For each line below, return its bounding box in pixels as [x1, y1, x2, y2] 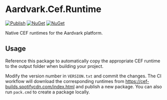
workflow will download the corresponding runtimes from [5, 78, 125, 84]
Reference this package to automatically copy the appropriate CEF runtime [5, 58, 160, 64]
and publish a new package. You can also [75, 83, 162, 89]
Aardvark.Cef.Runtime [5, 4, 102, 15]
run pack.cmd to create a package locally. [5, 89, 90, 95]
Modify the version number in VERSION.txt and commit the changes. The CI [5, 73, 161, 79]
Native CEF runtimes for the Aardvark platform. [5, 30, 103, 36]
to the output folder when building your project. [5, 63, 103, 69]
